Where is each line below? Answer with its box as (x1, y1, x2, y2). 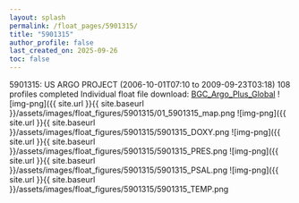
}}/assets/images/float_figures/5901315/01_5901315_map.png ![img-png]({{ (9, 108, 286, 118)
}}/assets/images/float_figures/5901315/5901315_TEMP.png (9, 184, 229, 194)
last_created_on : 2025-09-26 (9, 47, 118, 55)
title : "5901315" (9, 30, 74, 38)
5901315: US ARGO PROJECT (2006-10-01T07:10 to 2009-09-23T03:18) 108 (9, 80, 291, 89)
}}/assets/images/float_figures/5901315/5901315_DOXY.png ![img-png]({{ (9, 127, 281, 137)
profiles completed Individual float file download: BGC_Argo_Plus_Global (9, 89, 276, 99)
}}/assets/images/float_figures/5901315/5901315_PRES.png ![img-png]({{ (9, 146, 279, 156)
